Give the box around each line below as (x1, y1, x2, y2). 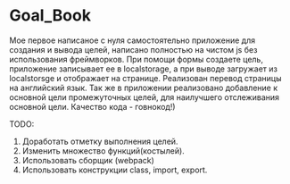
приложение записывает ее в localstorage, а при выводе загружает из (9, 63, 278, 74)
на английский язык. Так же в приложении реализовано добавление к (9, 82, 278, 93)
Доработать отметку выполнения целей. (21, 136, 178, 146)
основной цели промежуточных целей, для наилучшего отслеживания (9, 91, 279, 103)
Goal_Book (9, 5, 92, 26)
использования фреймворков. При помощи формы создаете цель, (9, 54, 263, 64)
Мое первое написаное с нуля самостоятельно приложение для (9, 35, 256, 46)
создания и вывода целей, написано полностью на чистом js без (9, 44, 258, 54)
